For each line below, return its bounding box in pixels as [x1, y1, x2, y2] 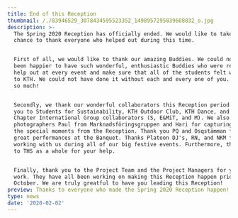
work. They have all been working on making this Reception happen [13, 173, 217, 180]
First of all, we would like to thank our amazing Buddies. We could [13, 56, 223, 63]
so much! [13, 82, 40, 89]
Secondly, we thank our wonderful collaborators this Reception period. [13, 101, 233, 109]
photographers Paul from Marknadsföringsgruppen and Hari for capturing [13, 121, 233, 129]
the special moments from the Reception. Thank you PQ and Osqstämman [13, 128, 227, 135]
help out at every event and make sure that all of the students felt [13, 69, 227, 76]
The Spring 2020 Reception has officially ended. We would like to [13, 30, 217, 38]
